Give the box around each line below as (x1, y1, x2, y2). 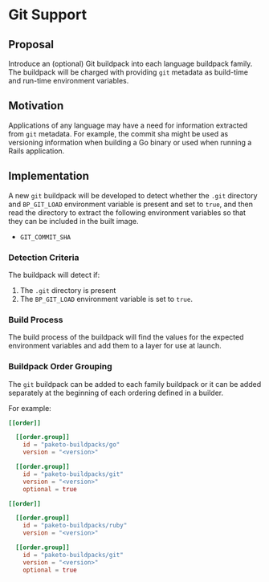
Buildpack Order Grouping (8, 361, 112, 372)
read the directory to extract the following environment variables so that (8, 207, 247, 218)
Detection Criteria (8, 251, 79, 263)
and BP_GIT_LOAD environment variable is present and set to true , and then (8, 199, 253, 209)
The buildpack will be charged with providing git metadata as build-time (8, 67, 249, 77)
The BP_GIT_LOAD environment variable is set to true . (19, 294, 193, 303)
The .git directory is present (19, 285, 116, 295)
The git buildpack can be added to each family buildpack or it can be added (8, 379, 262, 389)
